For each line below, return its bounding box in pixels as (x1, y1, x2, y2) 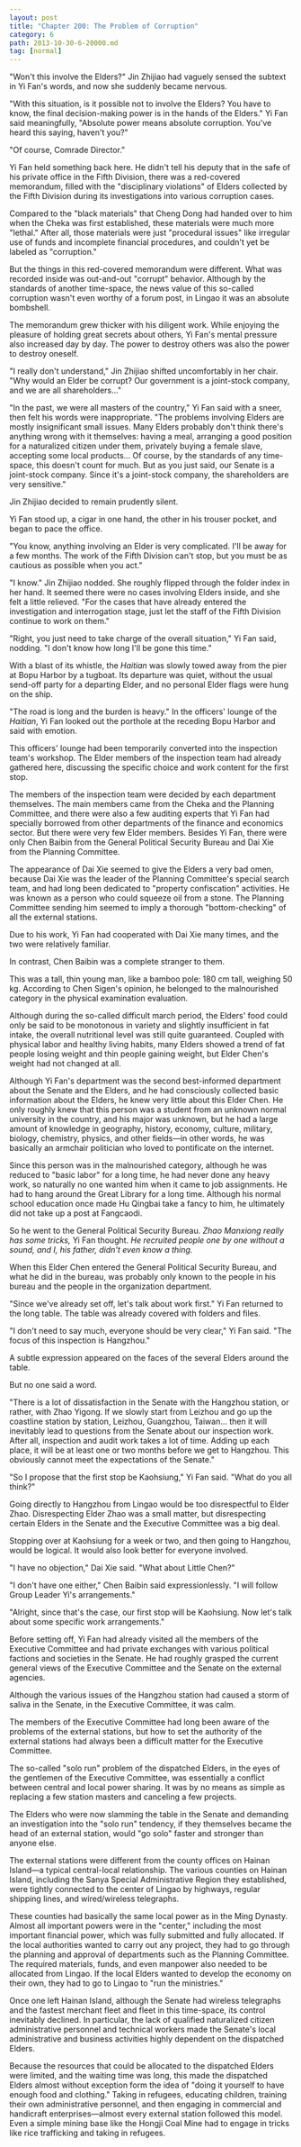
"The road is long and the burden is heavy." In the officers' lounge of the (9, 706, 278, 717)
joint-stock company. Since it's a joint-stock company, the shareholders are (9, 469, 289, 480)
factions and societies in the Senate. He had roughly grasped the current (9, 1653, 279, 1664)
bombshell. (9, 303, 51, 313)
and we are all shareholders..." (9, 385, 122, 396)
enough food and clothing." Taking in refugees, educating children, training (9, 2089, 288, 2100)
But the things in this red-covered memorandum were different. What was (9, 264, 283, 275)
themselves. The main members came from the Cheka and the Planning (9, 799, 275, 810)
